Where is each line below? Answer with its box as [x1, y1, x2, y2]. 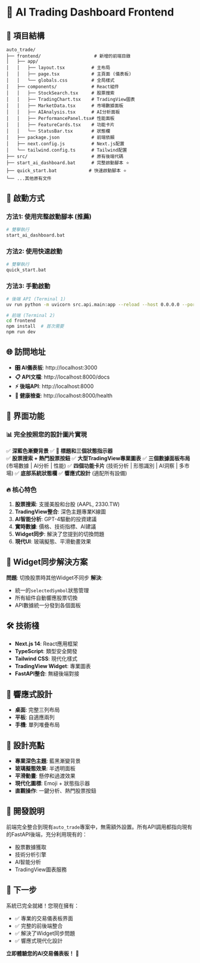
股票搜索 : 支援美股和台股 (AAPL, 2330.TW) [14, 500, 120, 507]
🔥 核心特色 [6, 486, 37, 494]
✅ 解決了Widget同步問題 [14, 930, 76, 937]
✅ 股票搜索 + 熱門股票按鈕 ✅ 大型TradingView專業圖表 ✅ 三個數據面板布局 [6, 454, 190, 461]
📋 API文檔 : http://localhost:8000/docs [14, 373, 110, 380]
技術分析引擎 [14, 851, 46, 858]
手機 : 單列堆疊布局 [14, 721, 60, 728]
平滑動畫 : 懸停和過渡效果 [14, 773, 76, 780]
